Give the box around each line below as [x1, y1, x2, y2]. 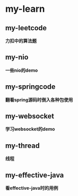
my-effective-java [5, 170, 64, 180]
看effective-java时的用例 [5, 185, 59, 191]
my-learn [5, 3, 45, 15]
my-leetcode [5, 24, 47, 32]
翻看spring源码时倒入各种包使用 [5, 96, 73, 103]
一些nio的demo [5, 67, 38, 73]
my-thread [5, 141, 40, 150]
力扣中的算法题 [5, 38, 37, 44]
